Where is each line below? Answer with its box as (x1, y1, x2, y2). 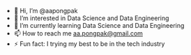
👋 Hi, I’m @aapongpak (13, 7, 78, 15)
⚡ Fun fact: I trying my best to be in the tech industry (13, 40, 165, 48)
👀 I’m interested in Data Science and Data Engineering (13, 14, 169, 22)
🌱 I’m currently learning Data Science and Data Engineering (13, 22, 185, 29)
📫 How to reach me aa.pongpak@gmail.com (13, 29, 143, 38)
